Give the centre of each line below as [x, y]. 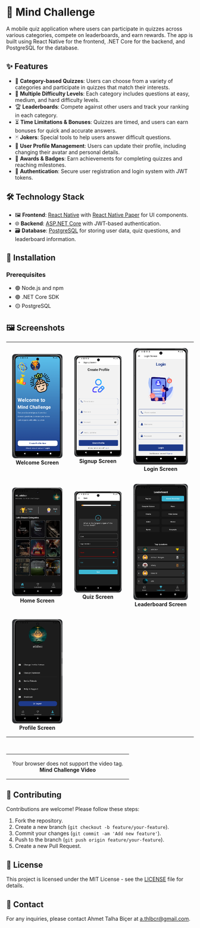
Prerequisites [26, 275]
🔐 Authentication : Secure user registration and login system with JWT [101, 171]
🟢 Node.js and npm [39, 288]
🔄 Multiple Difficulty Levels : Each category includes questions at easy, [102, 93]
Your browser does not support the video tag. [68, 763]
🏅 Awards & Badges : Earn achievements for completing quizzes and [99, 158]
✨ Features [27, 67]
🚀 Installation [31, 258]
